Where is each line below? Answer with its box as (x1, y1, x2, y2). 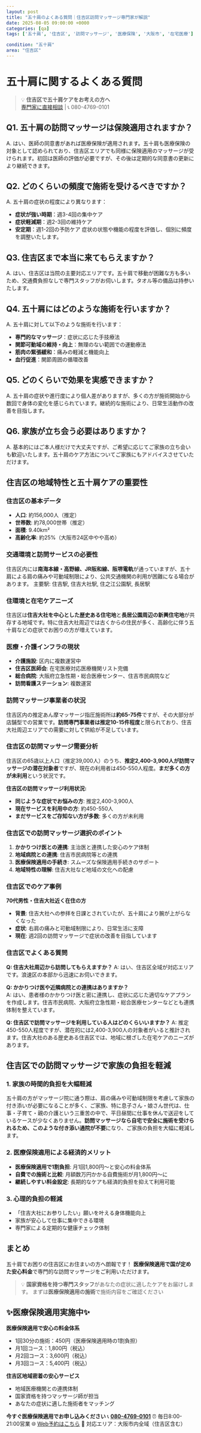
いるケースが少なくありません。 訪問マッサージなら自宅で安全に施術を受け (6, 1117, 190, 1124)
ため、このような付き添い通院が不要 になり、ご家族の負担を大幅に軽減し (16, 1124, 195, 1131)
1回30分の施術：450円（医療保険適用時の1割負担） (14, 1337, 141, 1344)
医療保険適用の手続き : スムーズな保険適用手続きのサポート (14, 859, 160, 866)
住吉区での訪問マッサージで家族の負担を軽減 (6, 1060, 172, 1071)
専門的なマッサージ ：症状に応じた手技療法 (14, 333, 120, 341)
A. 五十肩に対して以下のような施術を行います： (6, 321, 123, 328)
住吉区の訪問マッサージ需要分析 (6, 743, 99, 751)
